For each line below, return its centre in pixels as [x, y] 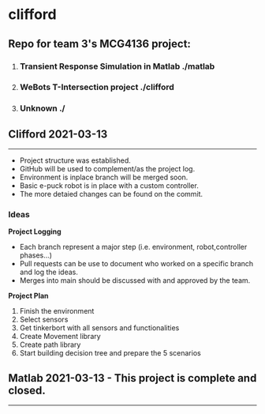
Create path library [50, 344]
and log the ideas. [49, 272]
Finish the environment [57, 311]
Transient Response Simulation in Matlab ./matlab [117, 66]
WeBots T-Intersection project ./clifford [97, 87]
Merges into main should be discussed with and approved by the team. [135, 280]
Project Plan [28, 296]
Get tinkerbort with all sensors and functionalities [99, 328]
